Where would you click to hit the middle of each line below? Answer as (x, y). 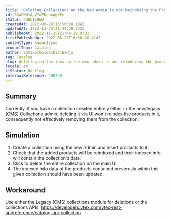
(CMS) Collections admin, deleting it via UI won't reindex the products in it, (83, 114)
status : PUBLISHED (25, 19)
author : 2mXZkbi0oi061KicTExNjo (39, 52)
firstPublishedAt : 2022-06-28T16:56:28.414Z (53, 38)
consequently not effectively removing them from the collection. (72, 119)
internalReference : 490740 (34, 76)
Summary (21, 96)
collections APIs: (23, 207)
